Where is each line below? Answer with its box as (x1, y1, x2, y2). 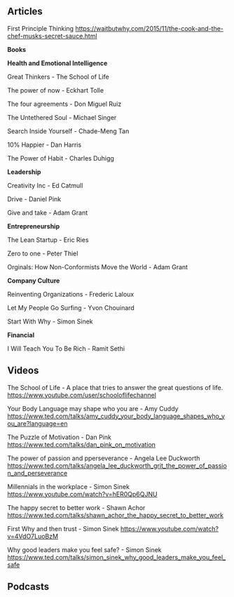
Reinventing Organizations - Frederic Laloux (7, 290, 135, 298)
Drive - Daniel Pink (7, 194, 62, 203)
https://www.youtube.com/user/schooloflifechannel (7, 391, 156, 399)
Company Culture (7, 276, 60, 285)
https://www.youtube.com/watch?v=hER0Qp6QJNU (7, 490, 158, 498)
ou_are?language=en (7, 419, 68, 427)
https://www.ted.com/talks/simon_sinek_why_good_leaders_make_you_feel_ (7, 553, 226, 561)
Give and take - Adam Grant (7, 208, 88, 217)
